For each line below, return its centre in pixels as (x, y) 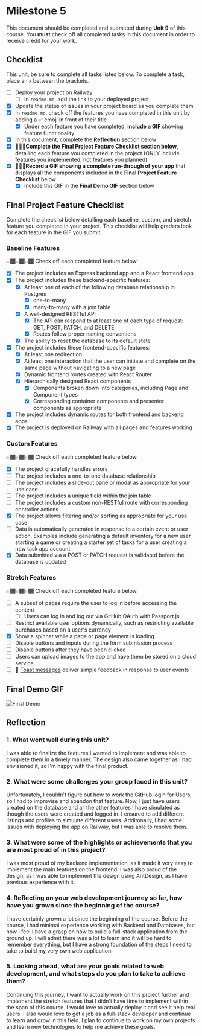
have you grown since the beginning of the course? (83, 906)
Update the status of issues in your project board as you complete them (104, 106)
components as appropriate (67, 408)
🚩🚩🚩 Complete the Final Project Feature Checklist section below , (97, 147)
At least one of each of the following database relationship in (99, 287)
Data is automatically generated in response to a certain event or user (102, 529)
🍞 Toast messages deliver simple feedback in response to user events (102, 670)
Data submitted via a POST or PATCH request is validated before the (100, 555)
